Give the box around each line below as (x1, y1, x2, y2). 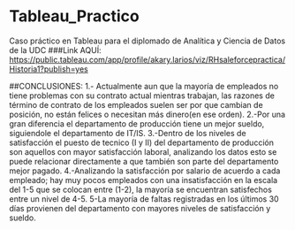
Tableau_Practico (9, 6, 140, 27)
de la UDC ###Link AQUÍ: (9, 44, 102, 55)
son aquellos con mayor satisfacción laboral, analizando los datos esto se (9, 146, 277, 157)
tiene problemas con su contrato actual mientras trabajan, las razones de (9, 90, 276, 101)
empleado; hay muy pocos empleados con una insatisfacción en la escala (9, 174, 278, 185)
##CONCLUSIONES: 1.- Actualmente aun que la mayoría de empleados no (9, 80, 279, 91)
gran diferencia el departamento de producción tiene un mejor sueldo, (9, 118, 265, 129)
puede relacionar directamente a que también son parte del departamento (9, 156, 279, 166)
